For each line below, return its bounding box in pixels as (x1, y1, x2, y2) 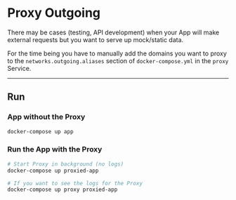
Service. (7, 64, 32, 72)
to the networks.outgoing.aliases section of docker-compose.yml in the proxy (7, 56, 229, 65)
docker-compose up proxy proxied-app (7, 186, 118, 194)
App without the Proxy (7, 112, 86, 122)
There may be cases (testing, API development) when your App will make (7, 28, 220, 36)
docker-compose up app (7, 128, 74, 135)
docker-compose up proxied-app (7, 167, 99, 174)
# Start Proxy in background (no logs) (7, 160, 124, 168)
